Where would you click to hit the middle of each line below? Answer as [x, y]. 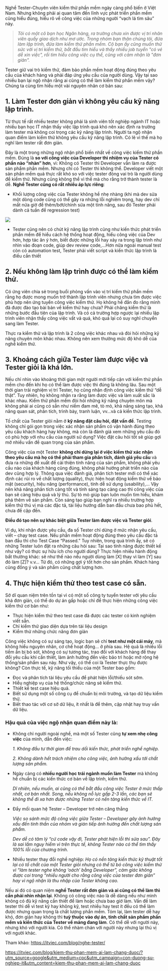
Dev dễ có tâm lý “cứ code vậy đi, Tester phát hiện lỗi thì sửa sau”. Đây [86, 839]
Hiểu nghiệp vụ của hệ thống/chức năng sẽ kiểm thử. [67, 683]
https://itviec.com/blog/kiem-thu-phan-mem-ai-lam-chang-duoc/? [74, 952]
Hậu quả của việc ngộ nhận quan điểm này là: [62, 723]
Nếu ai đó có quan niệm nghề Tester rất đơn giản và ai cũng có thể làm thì [83, 890]
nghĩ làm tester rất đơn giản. [34, 142]
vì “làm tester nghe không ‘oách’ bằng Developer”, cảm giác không [82, 870]
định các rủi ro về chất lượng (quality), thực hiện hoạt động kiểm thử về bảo [83, 479]
